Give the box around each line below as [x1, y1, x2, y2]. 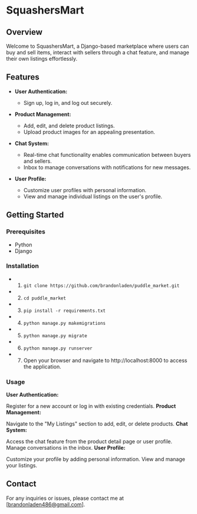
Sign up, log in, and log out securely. [23, 99, 113, 106]
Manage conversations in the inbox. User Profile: [6, 444, 126, 452]
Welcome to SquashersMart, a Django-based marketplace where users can [6, 42, 189, 50]
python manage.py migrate [23, 332, 87, 339]
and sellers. [23, 157, 52, 164]
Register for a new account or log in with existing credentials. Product [6, 403, 176, 410]
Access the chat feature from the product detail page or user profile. [6, 438, 173, 445]
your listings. [6, 462, 37, 469]
